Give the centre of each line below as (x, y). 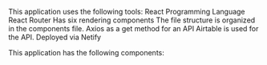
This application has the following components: (86, 53)
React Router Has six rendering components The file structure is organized (132, 20)
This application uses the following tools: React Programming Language (127, 12)
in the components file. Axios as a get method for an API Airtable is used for (133, 28)
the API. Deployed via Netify (55, 37)
